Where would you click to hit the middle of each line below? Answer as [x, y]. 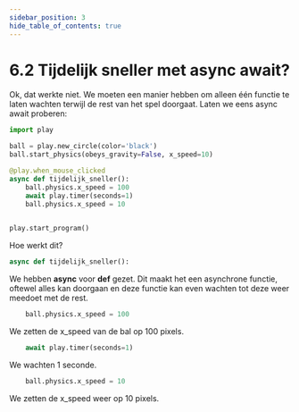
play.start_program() [50, 229]
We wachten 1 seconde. [53, 365]
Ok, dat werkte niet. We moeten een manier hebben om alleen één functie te [149, 95]
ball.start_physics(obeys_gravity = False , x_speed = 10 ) [112, 155]
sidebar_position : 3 [48, 17]
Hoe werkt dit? [36, 246]
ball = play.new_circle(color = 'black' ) [83, 147]
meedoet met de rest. [49, 298]
